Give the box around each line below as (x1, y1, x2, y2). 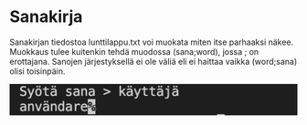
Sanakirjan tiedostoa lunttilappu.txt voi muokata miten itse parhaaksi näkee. (9, 36, 294, 47)
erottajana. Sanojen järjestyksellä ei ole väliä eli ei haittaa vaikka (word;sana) (9, 56, 298, 67)
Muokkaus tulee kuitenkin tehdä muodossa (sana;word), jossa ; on (9, 46, 259, 57)
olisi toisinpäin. (9, 66, 66, 77)
